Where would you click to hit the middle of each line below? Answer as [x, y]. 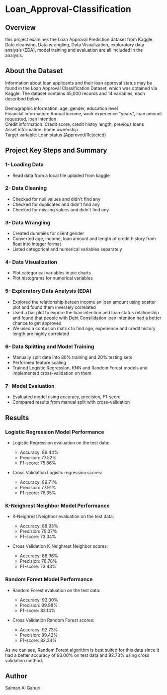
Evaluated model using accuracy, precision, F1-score [66, 397]
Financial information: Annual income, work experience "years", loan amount [83, 113]
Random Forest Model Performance [49, 579]
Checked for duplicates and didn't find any [56, 204]
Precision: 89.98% [39, 605]
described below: [23, 98]
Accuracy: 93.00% [39, 600]
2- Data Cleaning [26, 188]
